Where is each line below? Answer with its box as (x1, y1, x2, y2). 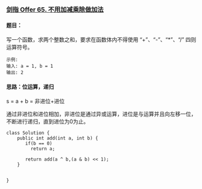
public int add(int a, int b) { (17, 135, 98, 141)
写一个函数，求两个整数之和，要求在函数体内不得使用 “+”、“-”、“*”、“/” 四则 (6, 36, 197, 43)
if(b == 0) (25, 141, 52, 147)
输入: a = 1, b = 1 (6, 63, 54, 69)
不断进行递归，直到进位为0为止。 (6, 118, 89, 125)
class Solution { (6, 130, 50, 136)
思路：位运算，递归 (6, 83, 54, 90)
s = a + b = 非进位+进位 (6, 98, 65, 105)
